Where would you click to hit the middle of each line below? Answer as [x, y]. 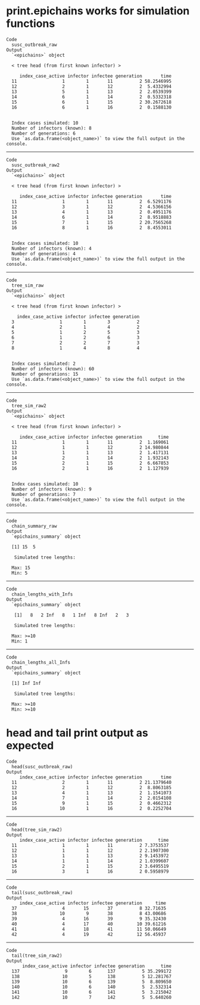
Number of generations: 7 [44, 494]
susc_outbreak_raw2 [36, 165]
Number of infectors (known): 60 [53, 369]
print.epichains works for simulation [98, 11]
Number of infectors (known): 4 [52, 249]
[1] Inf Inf [26, 683]
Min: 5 [20, 573]
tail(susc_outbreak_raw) [42, 892]
